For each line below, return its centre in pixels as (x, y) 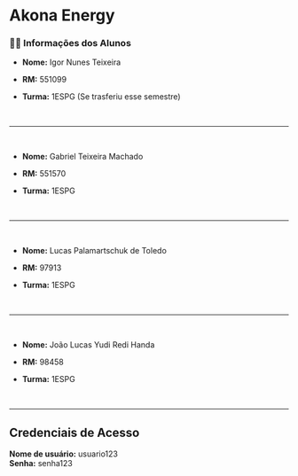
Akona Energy (62, 16)
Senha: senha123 (41, 464)
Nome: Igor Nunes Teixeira (71, 62)
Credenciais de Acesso (74, 432)
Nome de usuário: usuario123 (63, 454)
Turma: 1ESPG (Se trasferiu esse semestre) (101, 97)
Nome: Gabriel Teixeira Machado (82, 157)
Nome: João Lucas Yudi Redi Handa (88, 345)
